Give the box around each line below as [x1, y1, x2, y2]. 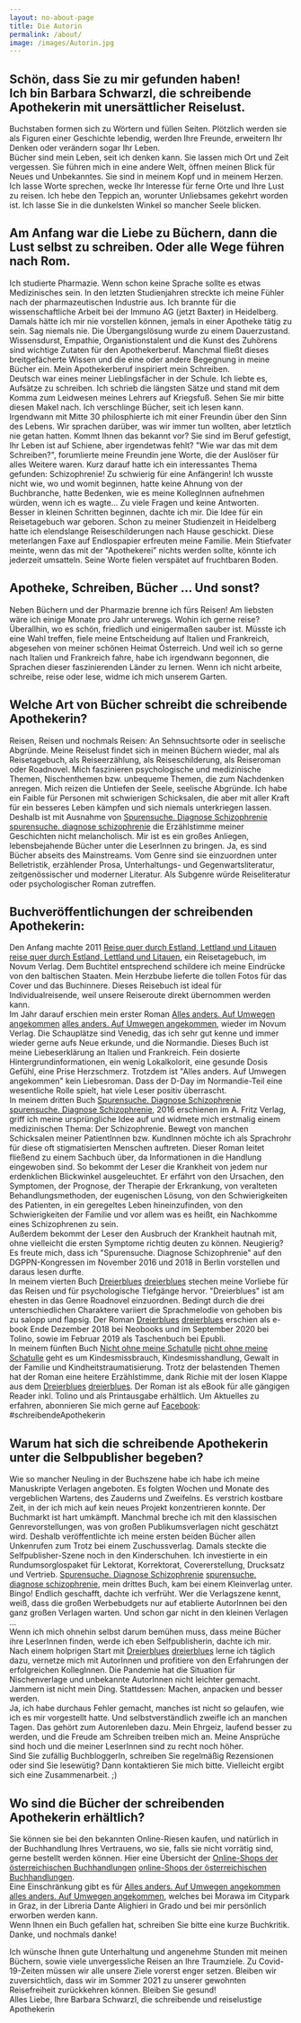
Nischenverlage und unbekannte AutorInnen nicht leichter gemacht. [9, 1674, 261, 1685]
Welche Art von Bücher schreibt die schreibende [9, 697, 288, 712]
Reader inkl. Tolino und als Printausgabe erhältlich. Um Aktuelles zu [9, 1391, 260, 1401]
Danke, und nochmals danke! [9, 1929, 117, 1939]
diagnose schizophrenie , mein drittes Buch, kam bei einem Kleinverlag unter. [9, 1578, 294, 1590]
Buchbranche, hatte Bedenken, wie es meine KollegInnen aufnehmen [9, 487, 265, 499]
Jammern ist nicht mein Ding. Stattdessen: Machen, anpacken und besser [9, 1683, 283, 1694]
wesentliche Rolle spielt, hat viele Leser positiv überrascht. [9, 1085, 227, 1096]
